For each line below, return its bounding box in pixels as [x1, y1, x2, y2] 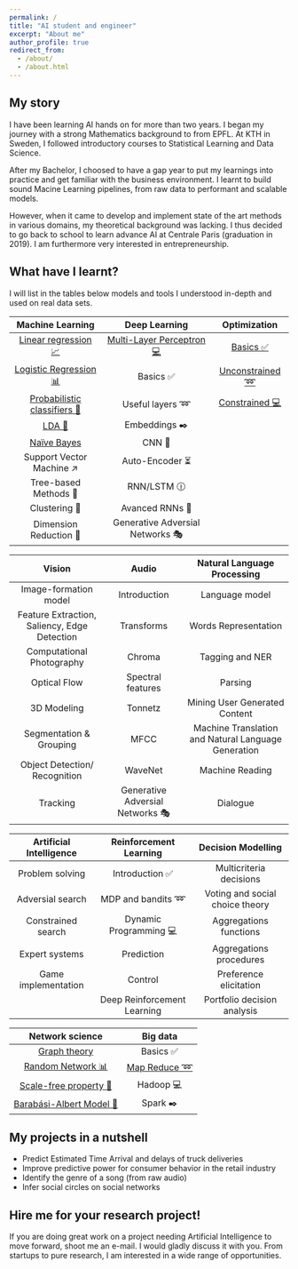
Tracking [38, 797, 75, 809]
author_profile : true [9, 37, 90, 47]
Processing [211, 568, 261, 580]
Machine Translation [193, 722, 278, 734]
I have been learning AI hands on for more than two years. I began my [9, 119, 264, 130]
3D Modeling [29, 701, 84, 714]
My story [9, 95, 60, 111]
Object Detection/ [20, 758, 95, 770]
